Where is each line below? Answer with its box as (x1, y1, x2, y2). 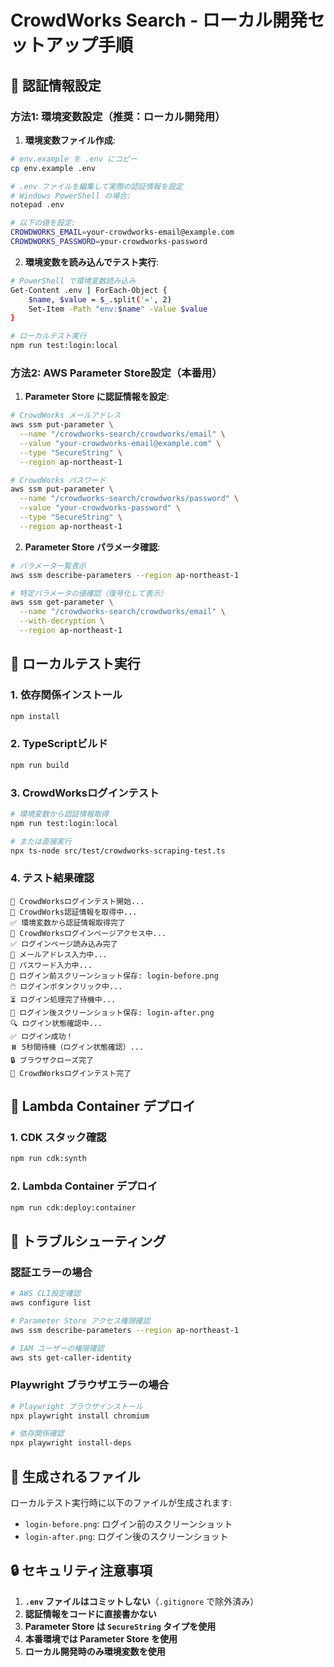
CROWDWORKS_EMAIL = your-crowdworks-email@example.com (10, 227, 235, 238)
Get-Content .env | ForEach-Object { (10, 285, 168, 295)
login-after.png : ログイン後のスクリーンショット (24, 1531, 229, 1543)
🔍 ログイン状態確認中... (10, 1018, 103, 1028)
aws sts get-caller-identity (10, 1352, 132, 1363)
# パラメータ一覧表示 (10, 561, 87, 571)
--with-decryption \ (19, 616, 105, 626)
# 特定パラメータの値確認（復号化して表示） (10, 588, 168, 598)
